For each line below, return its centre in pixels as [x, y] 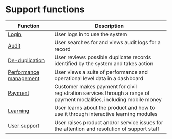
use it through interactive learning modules [106, 114]
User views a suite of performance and [101, 72]
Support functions [45, 9]
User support [24, 125]
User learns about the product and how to [105, 107]
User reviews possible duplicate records [103, 57]
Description [109, 26]
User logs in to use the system [91, 34]
